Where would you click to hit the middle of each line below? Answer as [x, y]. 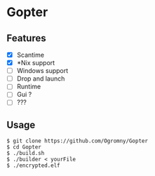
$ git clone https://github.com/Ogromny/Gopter [77, 141]
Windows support [42, 71]
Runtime [29, 87]
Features [26, 38]
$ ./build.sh [26, 154]
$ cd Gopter [24, 147]
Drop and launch [41, 79]
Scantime [31, 55]
